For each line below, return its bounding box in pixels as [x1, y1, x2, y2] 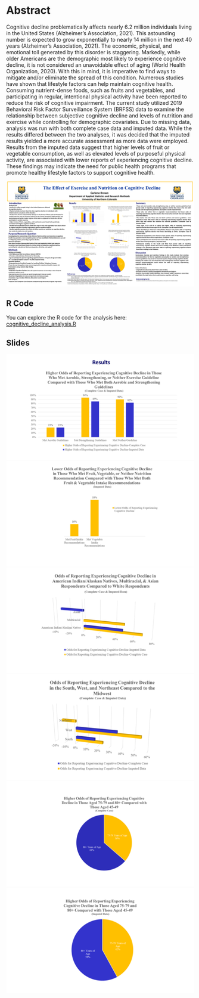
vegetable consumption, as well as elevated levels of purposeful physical [6, 150, 186, 157]
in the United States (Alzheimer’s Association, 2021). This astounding [6, 29, 176, 36]
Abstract [6, 4, 51, 17]
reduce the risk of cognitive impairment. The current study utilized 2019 [6, 99, 182, 106]
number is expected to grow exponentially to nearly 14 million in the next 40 [6, 36, 192, 43]
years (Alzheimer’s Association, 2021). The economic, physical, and [6, 42, 172, 49]
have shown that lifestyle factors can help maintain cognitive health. [6, 80, 173, 87]
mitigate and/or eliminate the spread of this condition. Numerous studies [6, 74, 184, 81]
